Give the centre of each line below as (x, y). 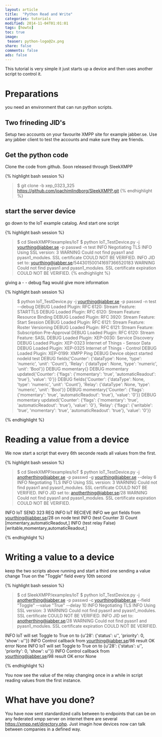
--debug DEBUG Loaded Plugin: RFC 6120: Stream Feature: (76, 307)
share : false (18, 46)
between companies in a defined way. (43, 729)
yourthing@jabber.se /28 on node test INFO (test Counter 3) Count (71, 517)
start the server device (40, 211)
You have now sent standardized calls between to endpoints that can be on (80, 714)
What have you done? (50, 700)
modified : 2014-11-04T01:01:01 (37, 23)
